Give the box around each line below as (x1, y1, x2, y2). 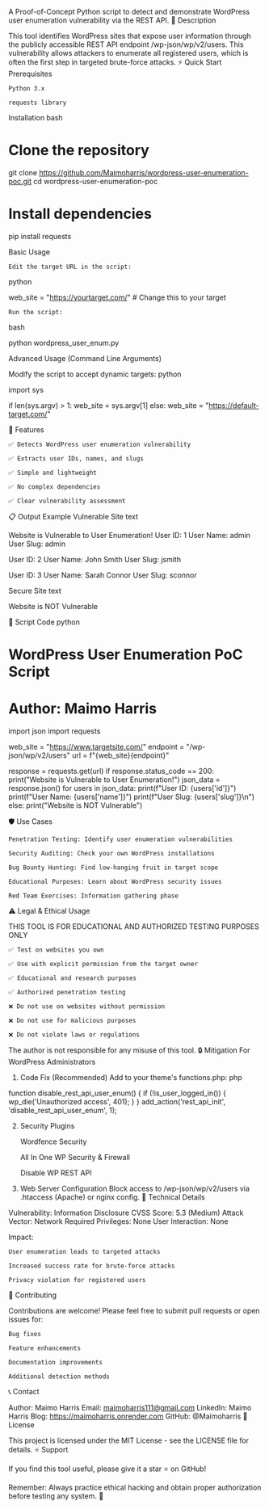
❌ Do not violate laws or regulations (8, 1031, 140, 1039)
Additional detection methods (8, 1372, 111, 1381)
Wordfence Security (19, 1137, 87, 1146)
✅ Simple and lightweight (8, 469, 97, 477)
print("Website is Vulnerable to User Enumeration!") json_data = (8, 775, 221, 784)
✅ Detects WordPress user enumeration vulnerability (8, 440, 191, 448)
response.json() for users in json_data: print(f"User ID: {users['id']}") (8, 784, 237, 792)
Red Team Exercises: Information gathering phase (8, 892, 179, 900)
